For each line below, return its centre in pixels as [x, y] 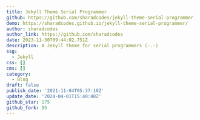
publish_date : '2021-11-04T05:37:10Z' [55, 91]
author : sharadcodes [32, 29]
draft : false [23, 85]
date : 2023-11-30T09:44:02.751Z [47, 40]
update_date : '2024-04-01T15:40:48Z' [54, 96]
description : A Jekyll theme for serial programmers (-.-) [82, 46]
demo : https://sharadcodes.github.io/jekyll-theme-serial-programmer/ [97, 23]
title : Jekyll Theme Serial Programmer [57, 12]
